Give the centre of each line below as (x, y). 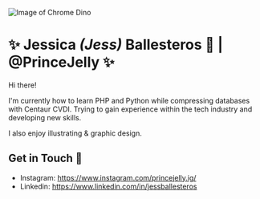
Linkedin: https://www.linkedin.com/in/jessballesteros (108, 186)
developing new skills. (45, 117)
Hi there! (22, 85)
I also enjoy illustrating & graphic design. (75, 133)
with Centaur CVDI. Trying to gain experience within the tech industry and (130, 109)
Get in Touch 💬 (45, 158)
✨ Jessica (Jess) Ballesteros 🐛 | (116, 45)
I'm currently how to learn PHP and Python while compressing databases (129, 100)
